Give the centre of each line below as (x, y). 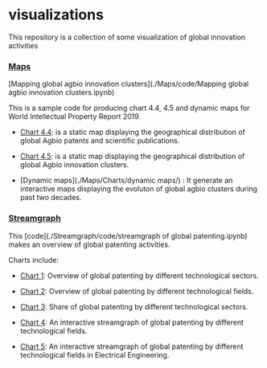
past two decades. (51, 198)
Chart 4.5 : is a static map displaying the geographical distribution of (132, 156)
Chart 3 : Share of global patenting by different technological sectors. (134, 306)
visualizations (56, 15)
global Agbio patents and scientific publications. (100, 141)
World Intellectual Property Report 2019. (75, 117)
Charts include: (33, 260)
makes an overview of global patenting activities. (89, 244)
